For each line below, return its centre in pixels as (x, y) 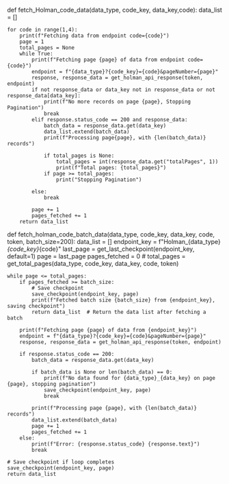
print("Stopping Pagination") (99, 180)
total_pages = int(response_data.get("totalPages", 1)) (137, 162)
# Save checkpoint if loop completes (61, 462)
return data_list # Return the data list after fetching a (119, 312)
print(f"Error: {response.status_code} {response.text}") (116, 444)
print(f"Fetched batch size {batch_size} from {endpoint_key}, (123, 300)
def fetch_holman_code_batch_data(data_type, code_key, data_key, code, (111, 234)
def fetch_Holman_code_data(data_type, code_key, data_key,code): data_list (114, 10)
